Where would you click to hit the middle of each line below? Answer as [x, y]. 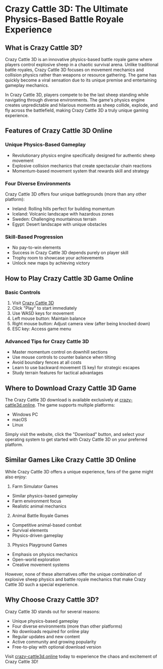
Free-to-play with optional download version [56, 647]
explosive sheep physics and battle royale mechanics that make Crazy [75, 579]
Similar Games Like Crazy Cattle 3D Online [71, 460]
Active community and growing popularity [54, 642]
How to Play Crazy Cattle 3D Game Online [69, 278]
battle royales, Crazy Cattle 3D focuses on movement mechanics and [74, 70]
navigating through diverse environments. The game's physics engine [75, 100]
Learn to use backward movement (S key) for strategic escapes [76, 368]
